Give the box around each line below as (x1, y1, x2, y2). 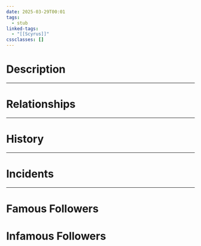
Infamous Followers (6, 229, 106, 243)
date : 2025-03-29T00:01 (6, 8, 66, 15)
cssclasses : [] (6, 37, 44, 43)
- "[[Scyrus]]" (11, 31, 50, 37)
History (6, 133, 44, 146)
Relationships (6, 97, 76, 111)
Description (6, 62, 66, 76)
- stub (11, 20, 28, 26)
